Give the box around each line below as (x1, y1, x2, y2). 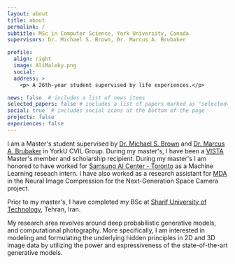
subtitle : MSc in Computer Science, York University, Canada (7, 29, 190, 37)
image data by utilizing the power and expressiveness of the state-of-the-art (7, 241, 228, 249)
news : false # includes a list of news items (7, 94, 145, 102)
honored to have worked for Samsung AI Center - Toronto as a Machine (7, 162, 214, 170)
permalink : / (7, 23, 45, 30)
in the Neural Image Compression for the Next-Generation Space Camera (7, 176, 219, 185)
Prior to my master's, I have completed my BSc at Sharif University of (7, 197, 207, 206)
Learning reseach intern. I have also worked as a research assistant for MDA (7, 169, 227, 177)
